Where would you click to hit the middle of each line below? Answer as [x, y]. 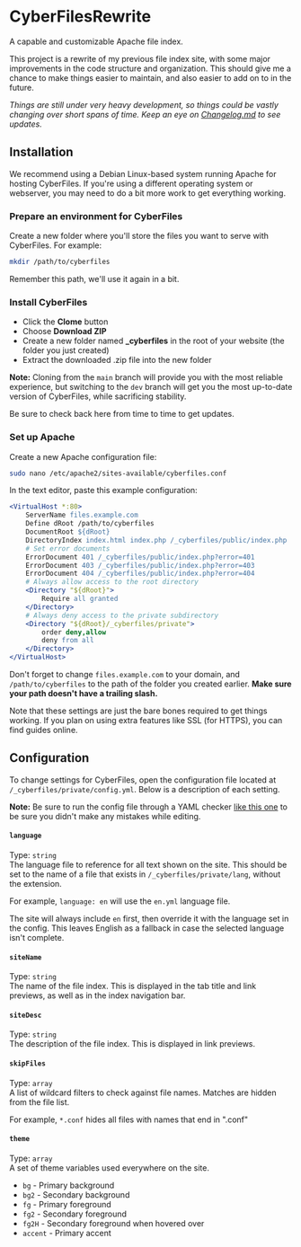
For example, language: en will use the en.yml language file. [120, 901]
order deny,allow [74, 632]
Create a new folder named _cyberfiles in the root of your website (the [153, 341]
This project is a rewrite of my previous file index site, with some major [140, 58]
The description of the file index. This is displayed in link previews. [133, 1044]
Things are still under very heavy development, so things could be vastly [144, 104]
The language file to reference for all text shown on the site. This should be [148, 865]
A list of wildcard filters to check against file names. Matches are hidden [143, 1092]
